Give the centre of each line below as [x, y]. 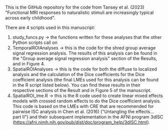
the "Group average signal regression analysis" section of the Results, [85, 58]
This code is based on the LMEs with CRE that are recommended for [83, 106]
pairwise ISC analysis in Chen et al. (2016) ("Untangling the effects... [83, 111]
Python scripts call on [35, 42]
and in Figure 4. [29, 64]
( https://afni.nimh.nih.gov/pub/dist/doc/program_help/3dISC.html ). [81, 122]
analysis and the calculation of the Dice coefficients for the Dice [78, 74]
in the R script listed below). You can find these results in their [76, 85]
